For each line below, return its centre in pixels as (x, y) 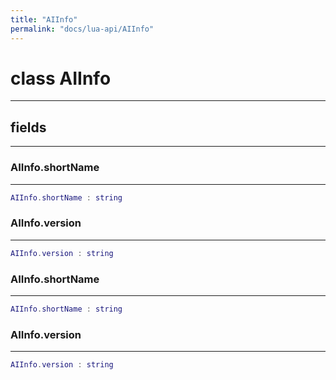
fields (28, 127)
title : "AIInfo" (44, 19)
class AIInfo (61, 78)
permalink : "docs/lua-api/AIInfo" (82, 29)
